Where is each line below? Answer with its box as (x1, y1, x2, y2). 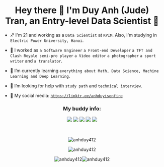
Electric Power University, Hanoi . (10, 37, 84, 43)
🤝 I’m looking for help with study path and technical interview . (10, 83, 142, 89)
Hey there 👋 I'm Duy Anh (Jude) (15, 5, 149, 16)
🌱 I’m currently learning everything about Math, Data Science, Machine (10, 68, 159, 74)
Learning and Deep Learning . (10, 73, 70, 79)
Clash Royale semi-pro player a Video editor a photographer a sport (10, 53, 156, 59)
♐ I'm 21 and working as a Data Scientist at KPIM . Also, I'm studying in (10, 32, 157, 38)
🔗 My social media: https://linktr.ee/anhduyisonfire (10, 92, 123, 98)
